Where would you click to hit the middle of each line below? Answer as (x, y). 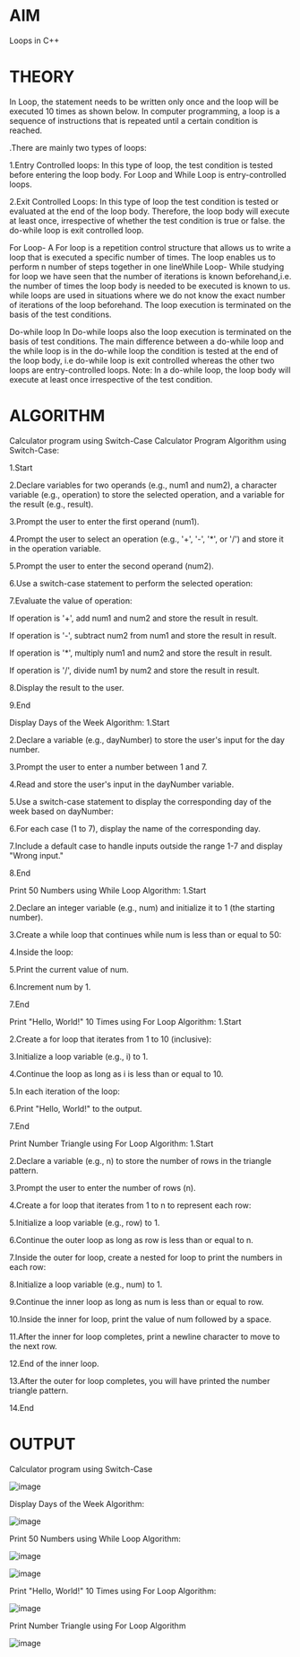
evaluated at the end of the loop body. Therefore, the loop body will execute (150, 211)
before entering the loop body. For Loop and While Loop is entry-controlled (148, 174)
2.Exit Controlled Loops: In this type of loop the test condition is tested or (144, 201)
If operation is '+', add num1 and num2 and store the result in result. (134, 618)
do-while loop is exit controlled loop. (77, 230)
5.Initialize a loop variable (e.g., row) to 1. (85, 1222)
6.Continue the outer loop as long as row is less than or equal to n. (131, 1239)
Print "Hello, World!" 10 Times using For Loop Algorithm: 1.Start (125, 1021)
